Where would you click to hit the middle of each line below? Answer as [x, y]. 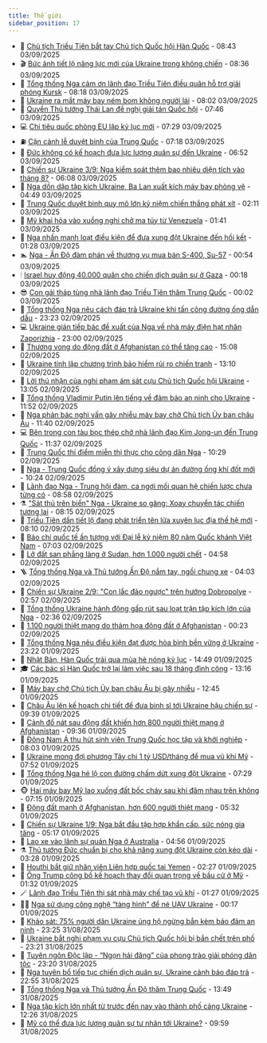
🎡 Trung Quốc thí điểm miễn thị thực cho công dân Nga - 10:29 [123, 452]
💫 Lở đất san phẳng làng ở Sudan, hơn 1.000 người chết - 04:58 [124, 554]
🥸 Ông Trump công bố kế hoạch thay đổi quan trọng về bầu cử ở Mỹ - [134, 875]
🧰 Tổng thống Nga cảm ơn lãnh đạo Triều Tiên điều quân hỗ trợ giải [130, 83]
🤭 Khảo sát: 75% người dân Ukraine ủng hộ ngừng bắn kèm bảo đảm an [137, 921]
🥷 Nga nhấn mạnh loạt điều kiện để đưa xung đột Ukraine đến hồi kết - [136, 237]
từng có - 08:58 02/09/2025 [67, 494]
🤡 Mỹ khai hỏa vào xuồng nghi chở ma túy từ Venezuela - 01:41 [123, 220]
